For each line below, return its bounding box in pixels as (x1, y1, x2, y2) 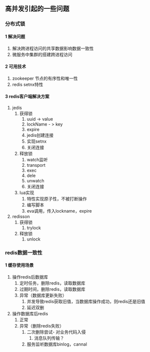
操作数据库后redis (12, 311, 48, 317)
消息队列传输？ (34, 335, 64, 341)
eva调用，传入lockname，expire (26, 208, 92, 214)
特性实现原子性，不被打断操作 (26, 196, 87, 201)
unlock (26, 236, 41, 242)
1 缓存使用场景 (5, 262, 34, 268)
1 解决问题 (5, 33, 25, 39)
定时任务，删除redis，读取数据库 (19, 280, 86, 286)
